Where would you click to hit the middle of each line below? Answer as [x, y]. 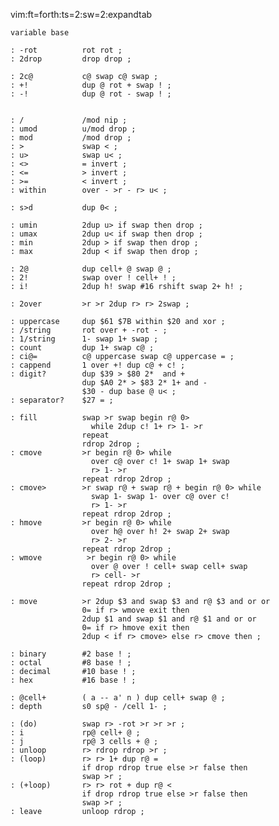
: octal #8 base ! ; [71, 663]
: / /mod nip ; [69, 120]
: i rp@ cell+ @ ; [75, 733]
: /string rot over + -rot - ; [89, 330]
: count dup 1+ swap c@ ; [82, 348]
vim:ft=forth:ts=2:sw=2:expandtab [81, 14]
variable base [40, 33]
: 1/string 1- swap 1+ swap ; [84, 339]
